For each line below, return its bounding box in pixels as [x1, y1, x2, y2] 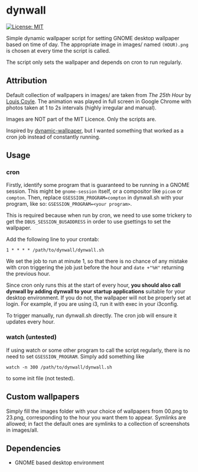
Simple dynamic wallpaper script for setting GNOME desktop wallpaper [6, 34, 180, 41]
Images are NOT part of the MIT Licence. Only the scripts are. [6, 115, 157, 122]
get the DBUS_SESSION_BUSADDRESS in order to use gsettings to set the [6, 218, 171, 225]
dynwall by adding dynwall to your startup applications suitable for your [6, 288, 186, 295]
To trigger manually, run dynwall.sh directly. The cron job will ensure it [6, 312, 177, 319]
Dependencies [6, 443, 61, 453]
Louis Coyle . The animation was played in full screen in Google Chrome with [6, 98, 191, 105]
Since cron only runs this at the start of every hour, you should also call [6, 282, 181, 289]
